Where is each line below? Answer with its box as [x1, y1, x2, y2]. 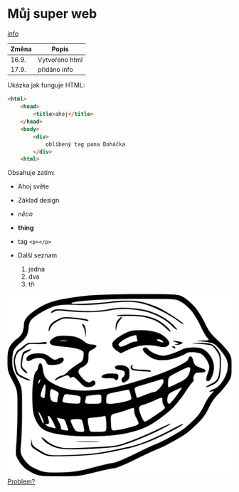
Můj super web [7, 6, 97, 22]
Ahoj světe [17, 182, 50, 191]
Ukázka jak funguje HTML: [7, 81, 85, 90]
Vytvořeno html [38, 55, 83, 64]
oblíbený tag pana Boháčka [45, 141, 126, 148]
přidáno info [38, 65, 73, 73]
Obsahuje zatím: [7, 169, 55, 177]
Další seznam [17, 251, 58, 260]
